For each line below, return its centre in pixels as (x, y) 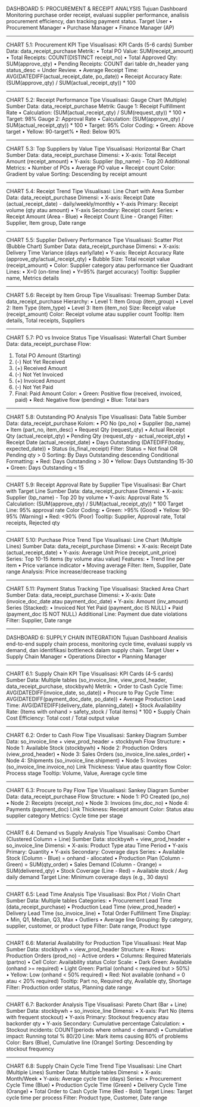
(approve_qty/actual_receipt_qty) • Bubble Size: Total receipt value (88, 259)
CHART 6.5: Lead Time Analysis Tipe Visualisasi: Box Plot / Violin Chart (93, 894)
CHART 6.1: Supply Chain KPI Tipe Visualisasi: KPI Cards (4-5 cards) (90, 674)
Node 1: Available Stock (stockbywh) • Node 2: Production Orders (87, 748)
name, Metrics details (33, 278)
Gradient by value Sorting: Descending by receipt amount (77, 174)
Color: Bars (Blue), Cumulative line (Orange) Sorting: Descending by (90, 1042)
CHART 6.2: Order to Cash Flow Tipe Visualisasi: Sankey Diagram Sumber (97, 735)
